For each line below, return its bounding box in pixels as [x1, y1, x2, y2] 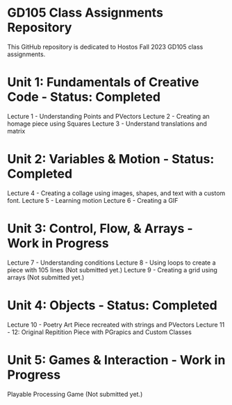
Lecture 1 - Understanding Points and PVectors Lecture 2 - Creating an [7, 112, 210, 120]
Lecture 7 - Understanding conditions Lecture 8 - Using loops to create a [7, 258, 217, 267]
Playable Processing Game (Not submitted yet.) [7, 390, 143, 398]
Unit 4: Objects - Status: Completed [7, 297, 217, 313]
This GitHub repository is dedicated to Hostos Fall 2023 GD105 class [7, 42, 204, 51]
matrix [7, 126, 26, 135]
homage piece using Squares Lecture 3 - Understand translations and [7, 119, 207, 128]
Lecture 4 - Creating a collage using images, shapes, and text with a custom [7, 189, 226, 197]
